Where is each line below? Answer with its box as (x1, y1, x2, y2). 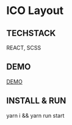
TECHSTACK (6, 28, 56, 38)
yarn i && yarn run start (6, 112, 65, 119)
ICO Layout (6, 4, 64, 18)
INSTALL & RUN (6, 96, 67, 106)
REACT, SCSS (6, 44, 41, 51)
